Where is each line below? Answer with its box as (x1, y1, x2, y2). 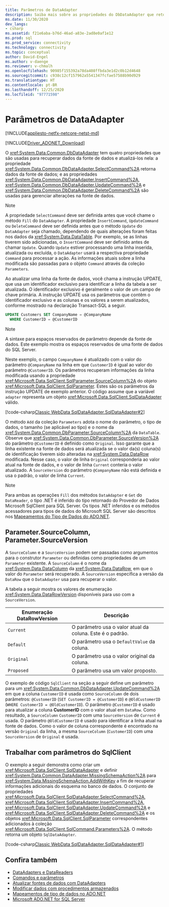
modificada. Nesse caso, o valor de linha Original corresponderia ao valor (5, 456, 160, 462)
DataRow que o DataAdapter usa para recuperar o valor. (5, 576, 117, 582)
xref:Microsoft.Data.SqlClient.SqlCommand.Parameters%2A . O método (5, 826, 152, 832)
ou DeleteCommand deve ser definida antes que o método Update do (5, 223, 142, 229)
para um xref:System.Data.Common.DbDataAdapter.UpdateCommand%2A (5, 685, 160, 691)
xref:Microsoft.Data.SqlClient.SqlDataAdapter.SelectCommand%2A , (5, 793, 146, 800)
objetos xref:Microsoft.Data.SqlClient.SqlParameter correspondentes (5, 815, 148, 821)
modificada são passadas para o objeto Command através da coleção (5, 260, 145, 266)
